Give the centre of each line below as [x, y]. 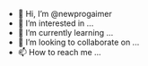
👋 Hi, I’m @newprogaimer [65, 14]
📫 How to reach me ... [59, 52]
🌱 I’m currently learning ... [65, 33]
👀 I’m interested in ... [56, 23]
